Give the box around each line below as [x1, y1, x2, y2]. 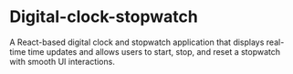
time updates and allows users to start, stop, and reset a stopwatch [27, 46, 281, 57]
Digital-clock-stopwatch [9, 6, 198, 27]
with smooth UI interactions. [9, 56, 116, 67]
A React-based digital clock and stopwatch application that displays [9, 37, 265, 48]
